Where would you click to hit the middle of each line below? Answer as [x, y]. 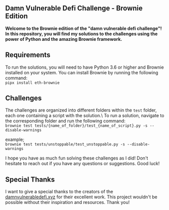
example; [15, 140]
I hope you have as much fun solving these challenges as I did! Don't [77, 158]
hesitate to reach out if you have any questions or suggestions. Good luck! [82, 164]
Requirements [28, 55]
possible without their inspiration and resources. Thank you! [68, 202]
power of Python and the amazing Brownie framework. [64, 39]
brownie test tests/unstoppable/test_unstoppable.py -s [65, 144]
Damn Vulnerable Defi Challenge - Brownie [74, 8]
